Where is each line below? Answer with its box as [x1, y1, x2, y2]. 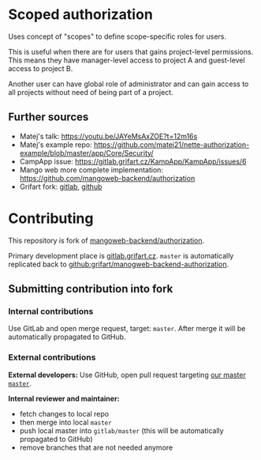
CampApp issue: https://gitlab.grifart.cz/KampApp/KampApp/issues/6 [19, 156, 247, 166]
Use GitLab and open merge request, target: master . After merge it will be [8, 324, 246, 334]
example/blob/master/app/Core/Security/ [19, 148, 154, 157]
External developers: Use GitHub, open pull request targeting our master [8, 370, 246, 379]
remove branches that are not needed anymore [19, 443, 173, 452]
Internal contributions [8, 306, 94, 317]
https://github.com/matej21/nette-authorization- [93, 140, 250, 149]
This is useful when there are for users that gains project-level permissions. [8, 47, 254, 56]
